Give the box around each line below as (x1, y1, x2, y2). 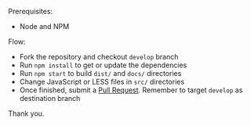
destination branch (19, 94, 81, 103)
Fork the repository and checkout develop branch (19, 52, 179, 61)
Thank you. (8, 109, 45, 118)
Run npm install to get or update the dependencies (19, 60, 187, 70)
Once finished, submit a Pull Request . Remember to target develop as (19, 85, 243, 95)
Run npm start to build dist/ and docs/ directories (19, 69, 182, 77)
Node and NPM (19, 22, 70, 31)
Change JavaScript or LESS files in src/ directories (19, 77, 185, 86)
